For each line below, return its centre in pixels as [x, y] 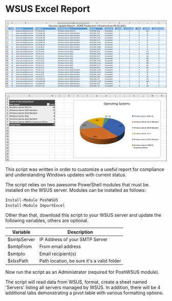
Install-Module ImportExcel [35, 205]
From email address [60, 247]
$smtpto [16, 253]
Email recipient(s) [58, 253]
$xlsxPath [18, 261]
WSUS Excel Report [48, 9]
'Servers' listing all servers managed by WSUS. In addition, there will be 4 [83, 288]
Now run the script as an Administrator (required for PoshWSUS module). [82, 272]
